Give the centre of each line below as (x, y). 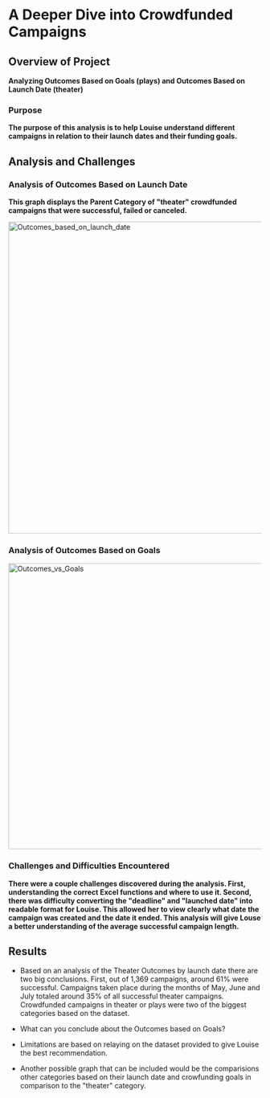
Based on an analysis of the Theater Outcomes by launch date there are (139, 971)
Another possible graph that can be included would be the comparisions (139, 1069)
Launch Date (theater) (46, 89)
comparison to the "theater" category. (83, 1086)
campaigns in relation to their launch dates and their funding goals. (123, 136)
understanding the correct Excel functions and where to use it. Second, (130, 892)
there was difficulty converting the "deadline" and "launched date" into (131, 900)
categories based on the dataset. (75, 1014)
